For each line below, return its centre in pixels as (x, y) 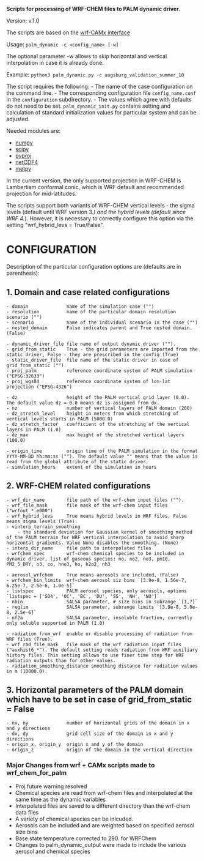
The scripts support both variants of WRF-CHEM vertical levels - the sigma (101, 205)
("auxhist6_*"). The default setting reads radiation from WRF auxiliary (102, 650)
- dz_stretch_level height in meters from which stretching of (93, 413)
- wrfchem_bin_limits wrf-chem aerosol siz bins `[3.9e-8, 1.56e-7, (97, 580)
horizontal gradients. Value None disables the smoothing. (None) (93, 543)
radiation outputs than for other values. (61, 660)
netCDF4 (27, 162)
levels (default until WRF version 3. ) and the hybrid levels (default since (96, 212)
